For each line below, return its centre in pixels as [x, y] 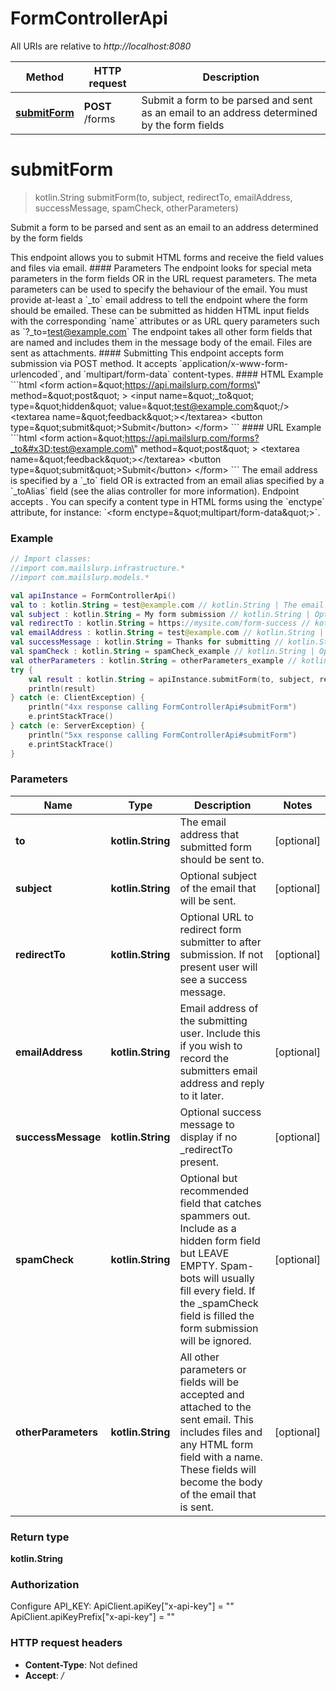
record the [204, 1058]
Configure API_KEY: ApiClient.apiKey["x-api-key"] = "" [122, 1606]
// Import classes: [51, 559]
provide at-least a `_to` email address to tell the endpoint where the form [159, 299]
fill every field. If [217, 1290]
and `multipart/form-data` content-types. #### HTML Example [194, 374]
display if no [208, 1137]
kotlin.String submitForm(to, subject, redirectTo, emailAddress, [163, 197]
